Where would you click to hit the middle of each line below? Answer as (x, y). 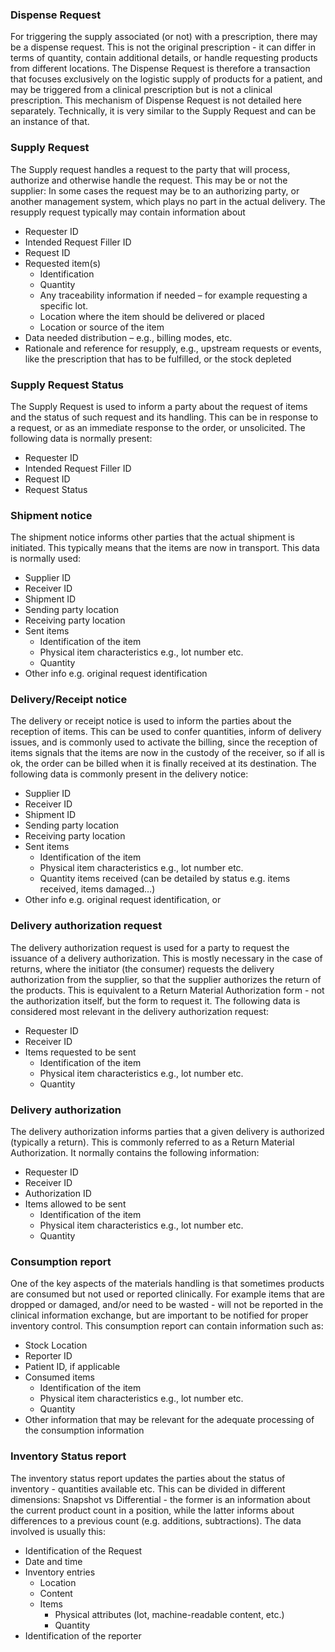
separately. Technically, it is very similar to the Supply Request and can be (163, 111)
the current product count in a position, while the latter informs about (152, 1510)
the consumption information (84, 1430)
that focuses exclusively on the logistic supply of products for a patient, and (166, 79)
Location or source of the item (102, 327)
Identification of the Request (83, 1550)
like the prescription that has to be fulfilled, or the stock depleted (158, 359)
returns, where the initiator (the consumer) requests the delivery (142, 969)
